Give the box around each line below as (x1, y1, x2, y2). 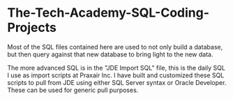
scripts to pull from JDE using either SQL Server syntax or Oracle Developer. (7, 78, 227, 86)
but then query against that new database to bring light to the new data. (7, 50, 213, 59)
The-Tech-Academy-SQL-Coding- (7, 5, 210, 21)
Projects (7, 20, 57, 36)
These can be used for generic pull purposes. (7, 86, 139, 94)
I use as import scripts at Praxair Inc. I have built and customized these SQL (7, 71, 225, 79)
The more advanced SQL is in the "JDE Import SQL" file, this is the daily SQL (7, 63, 225, 72)
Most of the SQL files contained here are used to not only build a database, (7, 42, 223, 51)
